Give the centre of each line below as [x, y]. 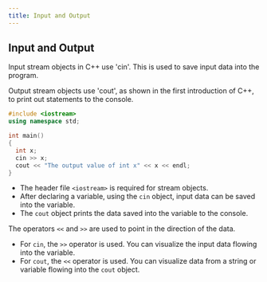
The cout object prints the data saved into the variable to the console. [134, 213]
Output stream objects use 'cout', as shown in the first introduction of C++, [131, 91]
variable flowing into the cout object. [80, 270]
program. [24, 76]
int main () [26, 136]
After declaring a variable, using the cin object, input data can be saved [137, 197]
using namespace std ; [44, 121]
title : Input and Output [49, 16]
